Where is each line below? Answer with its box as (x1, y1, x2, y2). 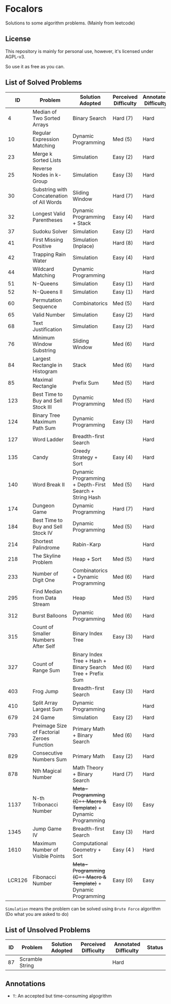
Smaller (32, 629, 51, 637)
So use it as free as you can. (5, 63, 65, 69)
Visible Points (32, 852, 65, 859)
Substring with (32, 186, 68, 193)
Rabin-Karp (72, 540, 101, 548)
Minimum (32, 334, 55, 341)
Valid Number (32, 311, 65, 318)
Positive (32, 242, 52, 249)
